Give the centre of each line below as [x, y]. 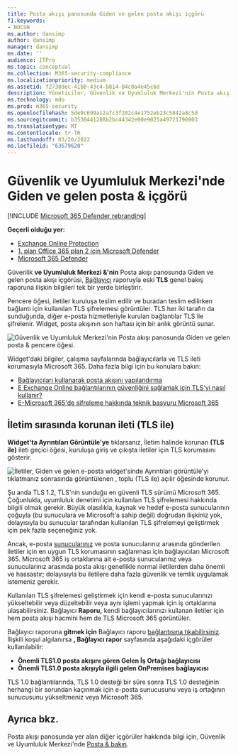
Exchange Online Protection [58, 244]
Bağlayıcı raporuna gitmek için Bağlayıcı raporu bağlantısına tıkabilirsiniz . [114, 631]
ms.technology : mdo [36, 100]
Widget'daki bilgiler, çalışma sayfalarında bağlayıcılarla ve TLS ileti [104, 359]
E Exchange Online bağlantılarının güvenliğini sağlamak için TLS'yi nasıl [121, 388]
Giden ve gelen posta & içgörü [97, 196]
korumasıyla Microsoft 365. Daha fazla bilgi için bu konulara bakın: [104, 366]
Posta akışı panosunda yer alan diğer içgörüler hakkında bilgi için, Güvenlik [117, 737]
